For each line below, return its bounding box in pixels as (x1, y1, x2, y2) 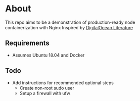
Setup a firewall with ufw (19, 90, 71, 96)
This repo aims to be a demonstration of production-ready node (5, 19, 136, 25)
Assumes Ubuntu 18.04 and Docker (12, 52, 85, 58)
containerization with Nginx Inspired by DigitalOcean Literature (5, 24, 133, 30)
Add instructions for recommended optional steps (12, 80, 114, 86)
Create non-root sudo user (19, 85, 74, 91)
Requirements (5, 39, 49, 48)
